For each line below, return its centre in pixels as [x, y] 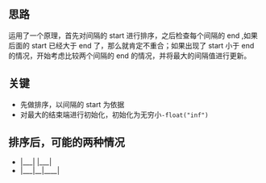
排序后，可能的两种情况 [66, 142]
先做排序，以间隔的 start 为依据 [72, 104]
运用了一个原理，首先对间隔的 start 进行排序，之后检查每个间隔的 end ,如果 [133, 35]
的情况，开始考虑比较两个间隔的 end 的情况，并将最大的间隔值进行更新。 [130, 56]
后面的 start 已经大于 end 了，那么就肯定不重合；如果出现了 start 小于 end [131, 45]
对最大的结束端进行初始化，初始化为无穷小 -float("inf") [114, 114]
